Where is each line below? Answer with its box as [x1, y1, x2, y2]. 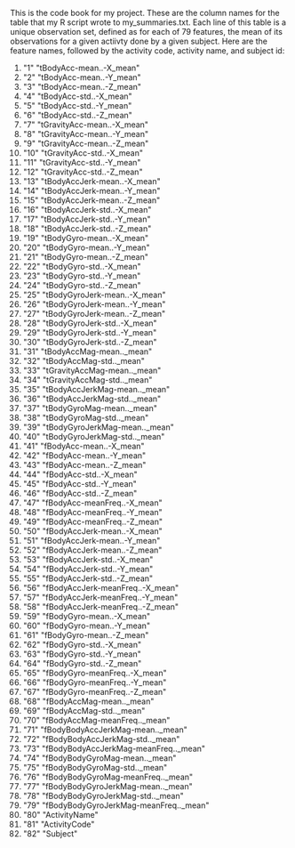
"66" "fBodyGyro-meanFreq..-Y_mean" [22, 677, 167, 688]
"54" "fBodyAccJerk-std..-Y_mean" [22, 564, 154, 574]
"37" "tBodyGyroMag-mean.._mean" [22, 403, 158, 413]
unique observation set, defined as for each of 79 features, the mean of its [10, 27, 283, 36]
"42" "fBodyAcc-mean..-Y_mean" [22, 450, 147, 461]
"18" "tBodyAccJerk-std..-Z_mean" [22, 223, 152, 234]
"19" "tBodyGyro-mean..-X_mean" [22, 233, 149, 243]
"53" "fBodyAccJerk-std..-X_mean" [22, 554, 154, 564]
